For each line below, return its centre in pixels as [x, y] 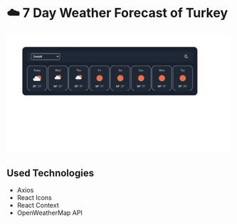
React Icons [35, 197]
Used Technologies [50, 173]
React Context [38, 205]
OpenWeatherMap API [49, 213]
